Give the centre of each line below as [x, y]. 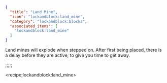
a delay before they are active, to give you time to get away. [68, 55]
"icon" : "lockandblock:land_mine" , [47, 17]
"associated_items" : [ [34, 26]
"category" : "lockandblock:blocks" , [48, 21]
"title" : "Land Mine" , [34, 12]
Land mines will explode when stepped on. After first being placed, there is [83, 50]
